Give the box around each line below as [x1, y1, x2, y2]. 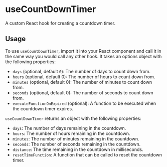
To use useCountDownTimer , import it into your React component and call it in [5, 48, 161, 54]
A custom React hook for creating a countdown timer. [5, 20, 116, 26]
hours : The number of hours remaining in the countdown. [12, 130, 130, 136]
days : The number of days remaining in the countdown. [12, 125, 126, 131]
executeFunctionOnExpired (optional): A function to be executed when [12, 100, 156, 106]
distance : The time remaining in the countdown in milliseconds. [12, 146, 143, 152]
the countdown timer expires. [12, 105, 74, 111]
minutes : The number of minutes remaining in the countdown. [12, 135, 139, 141]
